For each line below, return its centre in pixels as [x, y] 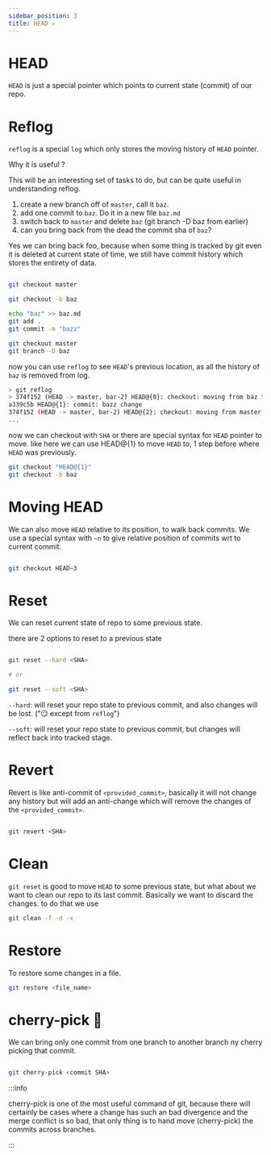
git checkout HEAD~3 [43, 568]
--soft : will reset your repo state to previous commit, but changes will [124, 729]
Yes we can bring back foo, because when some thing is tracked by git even [135, 246]
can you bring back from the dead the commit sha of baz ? [116, 230]
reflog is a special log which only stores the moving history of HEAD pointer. [133, 149]
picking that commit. [42, 1051]
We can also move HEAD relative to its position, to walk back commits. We [129, 529]
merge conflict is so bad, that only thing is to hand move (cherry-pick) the [131, 1121]
